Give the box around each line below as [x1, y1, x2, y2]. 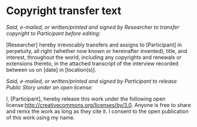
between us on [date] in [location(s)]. [6, 66, 97, 73]
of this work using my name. [6, 113, 75, 121]
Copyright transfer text [6, 4, 122, 18]
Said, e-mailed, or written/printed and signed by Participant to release [6, 78, 177, 85]
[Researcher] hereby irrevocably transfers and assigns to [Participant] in [6, 41, 182, 48]
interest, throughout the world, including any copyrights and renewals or [6, 54, 182, 61]
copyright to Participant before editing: [6, 29, 101, 36]
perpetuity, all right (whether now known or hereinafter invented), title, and [6, 47, 188, 54]
